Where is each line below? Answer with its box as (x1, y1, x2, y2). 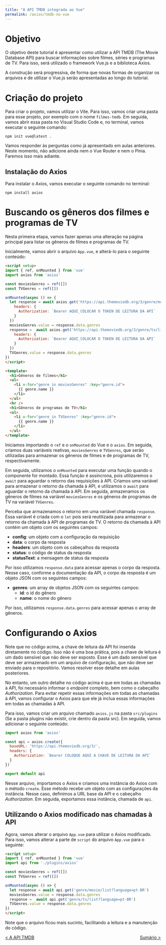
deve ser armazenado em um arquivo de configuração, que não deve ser (5, 659, 154, 665)
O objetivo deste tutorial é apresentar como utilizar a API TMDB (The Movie (5, 50, 159, 55)
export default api (5, 771, 45, 776)
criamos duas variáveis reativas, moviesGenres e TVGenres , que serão (5, 447, 144, 453)
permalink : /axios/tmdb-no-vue (5, 12, 70, 17)
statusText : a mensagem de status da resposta (12, 555, 109, 561)
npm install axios (5, 190, 43, 196)
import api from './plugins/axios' (5, 860, 79, 866)
